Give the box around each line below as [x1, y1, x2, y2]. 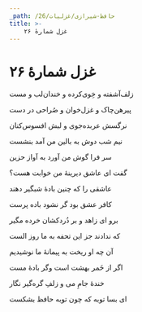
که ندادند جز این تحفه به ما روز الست [9, 231, 121, 241]
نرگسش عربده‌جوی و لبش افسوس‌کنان [9, 121, 127, 130]
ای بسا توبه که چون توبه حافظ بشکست [9, 294, 127, 304]
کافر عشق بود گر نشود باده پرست [9, 200, 112, 209]
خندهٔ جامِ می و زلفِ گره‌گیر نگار [9, 279, 105, 288]
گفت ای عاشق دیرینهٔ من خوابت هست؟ [9, 168, 128, 178]
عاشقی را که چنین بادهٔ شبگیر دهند [9, 184, 112, 194]
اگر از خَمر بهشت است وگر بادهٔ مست [9, 262, 123, 273]
